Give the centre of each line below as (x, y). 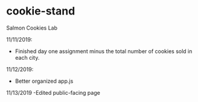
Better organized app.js (44, 81)
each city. (27, 57)
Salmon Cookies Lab (32, 28)
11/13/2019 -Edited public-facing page (53, 92)
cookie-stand (41, 11)
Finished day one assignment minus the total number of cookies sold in (104, 51)
